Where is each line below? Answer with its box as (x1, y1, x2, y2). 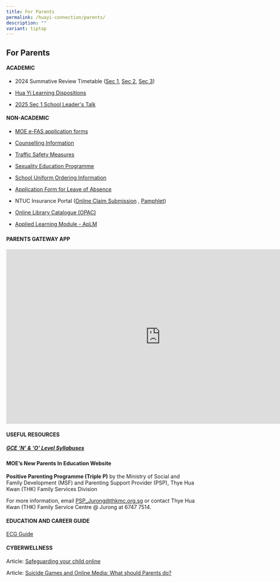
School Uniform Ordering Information (14, 174, 106, 181)
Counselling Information (14, 139, 74, 147)
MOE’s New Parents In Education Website (6, 459, 112, 467)
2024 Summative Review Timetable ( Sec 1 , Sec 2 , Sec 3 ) (14, 77, 155, 84)
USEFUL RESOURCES (6, 431, 60, 438)
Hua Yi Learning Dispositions (14, 89, 87, 96)
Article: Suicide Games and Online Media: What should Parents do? (6, 569, 172, 576)
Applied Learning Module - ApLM (14, 221, 98, 228)
